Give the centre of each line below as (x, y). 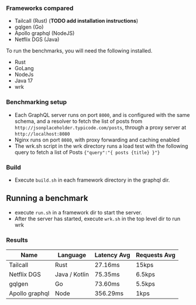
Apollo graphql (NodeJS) (44, 33)
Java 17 (24, 81)
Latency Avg (112, 255)
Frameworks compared (40, 8)
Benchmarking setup (37, 102)
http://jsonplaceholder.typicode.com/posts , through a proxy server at (100, 127)
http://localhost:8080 (42, 134)
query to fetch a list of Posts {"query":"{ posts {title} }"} (87, 152)
